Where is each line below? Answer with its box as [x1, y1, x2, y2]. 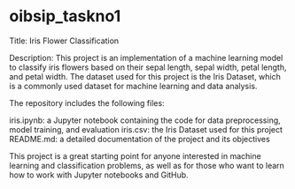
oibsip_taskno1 [9, 6, 121, 26]
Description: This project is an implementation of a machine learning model [9, 52, 283, 63]
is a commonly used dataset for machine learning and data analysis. [9, 80, 258, 91]
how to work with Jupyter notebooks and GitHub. [9, 170, 189, 180]
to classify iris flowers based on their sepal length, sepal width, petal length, [9, 62, 287, 72]
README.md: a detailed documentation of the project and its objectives [9, 133, 270, 144]
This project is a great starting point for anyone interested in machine [9, 150, 261, 161]
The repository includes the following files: [9, 97, 166, 108]
